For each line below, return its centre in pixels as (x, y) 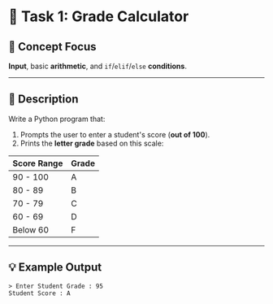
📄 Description (43, 100)
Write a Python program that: (57, 119)
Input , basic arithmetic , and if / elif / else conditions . (97, 66)
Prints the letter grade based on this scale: (92, 143)
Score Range (38, 163)
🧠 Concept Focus (52, 47)
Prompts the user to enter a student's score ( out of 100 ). (115, 134)
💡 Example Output (55, 267)
